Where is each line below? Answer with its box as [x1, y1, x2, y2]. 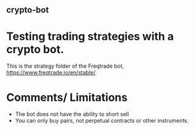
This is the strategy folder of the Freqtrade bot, [6, 62, 124, 70]
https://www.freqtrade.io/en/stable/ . [6, 69, 97, 76]
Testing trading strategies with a [6, 29, 174, 43]
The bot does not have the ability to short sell [15, 110, 129, 118]
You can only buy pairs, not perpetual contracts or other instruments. [15, 117, 189, 125]
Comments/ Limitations [6, 90, 128, 104]
